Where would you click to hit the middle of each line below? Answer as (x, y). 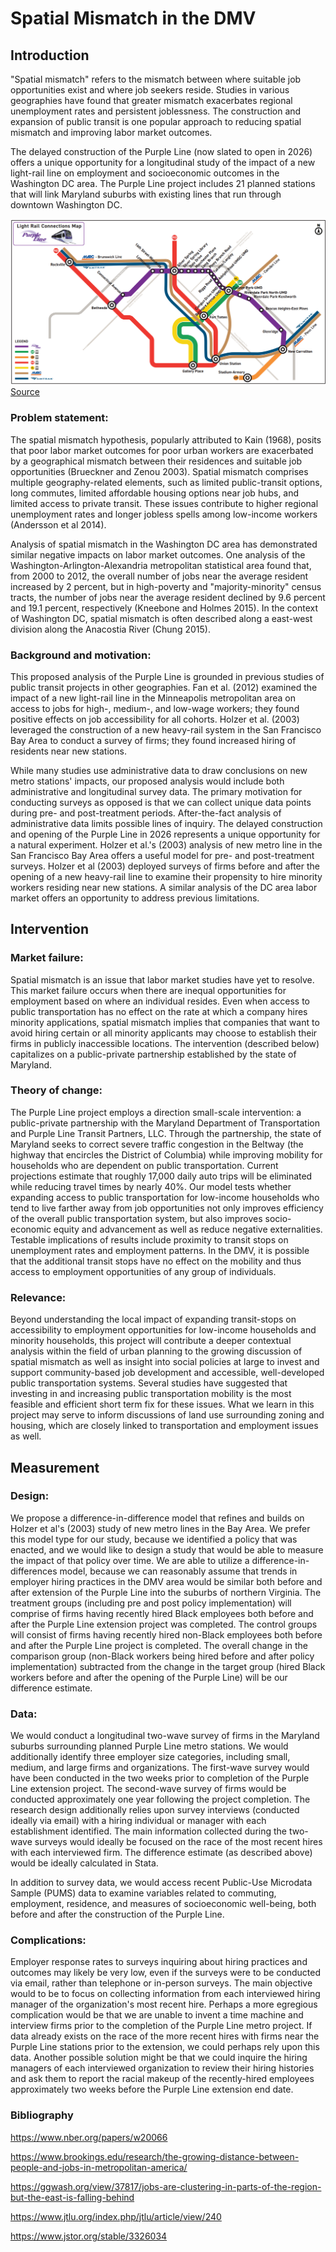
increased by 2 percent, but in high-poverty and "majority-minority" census (166, 586)
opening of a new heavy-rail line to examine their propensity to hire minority (166, 876)
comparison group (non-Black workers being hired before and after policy (162, 1656)
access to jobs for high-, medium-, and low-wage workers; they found (155, 708)
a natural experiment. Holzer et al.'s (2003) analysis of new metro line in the (166, 844)
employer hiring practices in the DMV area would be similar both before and (166, 1581)
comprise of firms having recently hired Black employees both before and (162, 1613)
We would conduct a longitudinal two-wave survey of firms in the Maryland (165, 1736)
